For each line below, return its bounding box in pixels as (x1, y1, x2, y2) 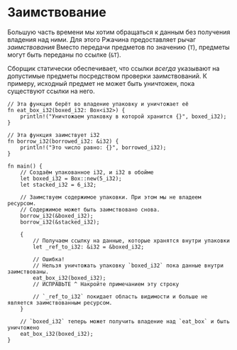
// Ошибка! (33, 256, 65, 263)
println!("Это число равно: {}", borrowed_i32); (20, 143, 167, 151)
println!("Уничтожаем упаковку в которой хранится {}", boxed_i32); (20, 113, 227, 120)
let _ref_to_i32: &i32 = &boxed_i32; (33, 243, 144, 251)
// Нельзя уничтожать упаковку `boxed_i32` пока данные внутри (33, 262, 224, 269)
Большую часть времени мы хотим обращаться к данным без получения (7, 28, 231, 36)
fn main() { (7, 163, 43, 170)
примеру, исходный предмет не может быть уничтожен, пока (7, 79, 195, 87)
